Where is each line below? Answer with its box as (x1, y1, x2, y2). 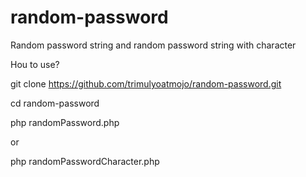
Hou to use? (10, 58, 60, 70)
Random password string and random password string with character (10, 39, 297, 51)
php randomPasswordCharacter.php (10, 155, 160, 167)
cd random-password (10, 97, 100, 109)
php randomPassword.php (10, 116, 120, 128)
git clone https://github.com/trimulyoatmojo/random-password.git (10, 77, 282, 90)
